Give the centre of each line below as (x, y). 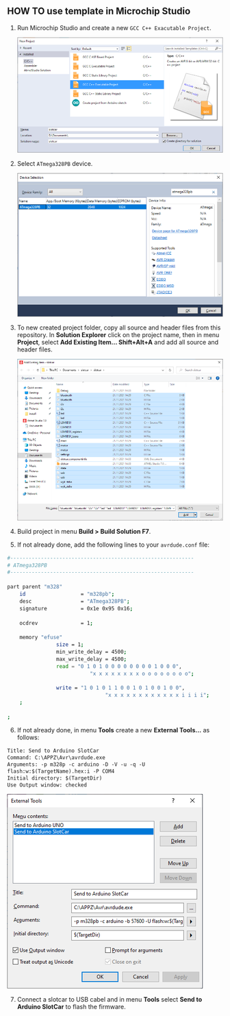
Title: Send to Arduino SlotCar (53, 751)
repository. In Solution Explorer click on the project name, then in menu (118, 334)
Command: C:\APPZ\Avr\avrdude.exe (56, 757)
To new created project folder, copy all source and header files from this (119, 327)
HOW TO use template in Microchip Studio (99, 11)
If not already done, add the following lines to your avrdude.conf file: (113, 545)
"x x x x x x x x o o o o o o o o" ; (142, 673)
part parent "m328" (35, 587)
